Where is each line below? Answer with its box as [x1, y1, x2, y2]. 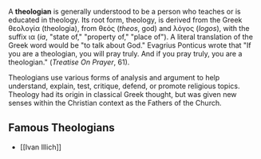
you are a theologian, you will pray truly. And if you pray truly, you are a [8, 49, 243, 58]
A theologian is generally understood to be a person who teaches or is [8, 7, 241, 16]
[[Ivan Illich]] [19, 142, 62, 152]
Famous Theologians [8, 121, 116, 134]
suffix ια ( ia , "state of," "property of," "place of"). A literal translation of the [8, 32, 254, 41]
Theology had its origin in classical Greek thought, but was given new [8, 90, 237, 99]
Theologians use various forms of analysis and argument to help [8, 73, 220, 82]
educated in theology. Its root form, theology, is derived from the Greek [8, 15, 243, 25]
